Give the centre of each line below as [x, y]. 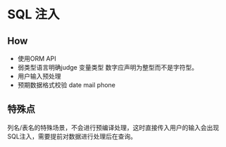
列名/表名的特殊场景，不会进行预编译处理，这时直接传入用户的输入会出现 [113, 127]
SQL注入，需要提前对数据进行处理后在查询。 [72, 136]
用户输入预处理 [39, 76]
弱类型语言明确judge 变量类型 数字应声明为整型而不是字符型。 [108, 67]
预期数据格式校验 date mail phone [67, 85]
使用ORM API [37, 58]
